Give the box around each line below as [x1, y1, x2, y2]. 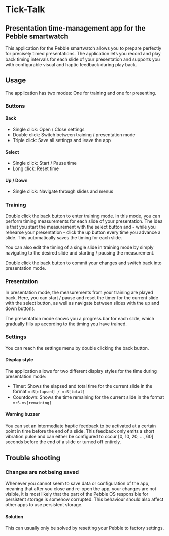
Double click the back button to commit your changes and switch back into [5, 260, 162, 266]
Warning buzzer [5, 411, 40, 417]
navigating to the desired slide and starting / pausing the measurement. [5, 249, 155, 256]
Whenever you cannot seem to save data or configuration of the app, [5, 480, 150, 487]
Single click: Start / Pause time [12, 160, 77, 166]
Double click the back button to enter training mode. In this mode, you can [5, 213, 161, 219]
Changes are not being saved [5, 468, 79, 475]
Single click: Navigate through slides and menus [12, 188, 114, 194]
